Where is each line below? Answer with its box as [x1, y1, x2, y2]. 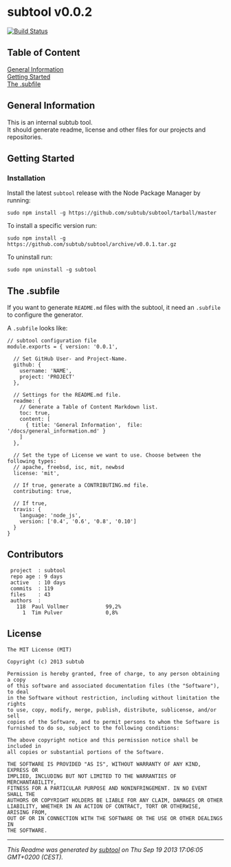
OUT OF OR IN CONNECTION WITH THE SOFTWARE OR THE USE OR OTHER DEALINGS [7, 815, 223, 822]
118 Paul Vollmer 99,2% [16, 603, 122, 610]
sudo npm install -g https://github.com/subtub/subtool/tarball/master [7, 209, 217, 217]
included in [7, 742, 41, 749]
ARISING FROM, [7, 808, 48, 816]
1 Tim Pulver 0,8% [22, 609, 118, 616]
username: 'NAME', [19, 368, 72, 375]
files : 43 [10, 591, 51, 598]
